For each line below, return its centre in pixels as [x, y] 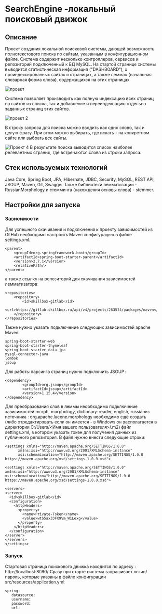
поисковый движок [46, 19]
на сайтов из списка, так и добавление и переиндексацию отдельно [75, 104]
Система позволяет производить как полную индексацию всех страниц [80, 98]
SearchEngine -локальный [61, 9]
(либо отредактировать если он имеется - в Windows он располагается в [81, 422]
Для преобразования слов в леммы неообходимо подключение [71, 406]
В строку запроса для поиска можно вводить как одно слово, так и [75, 128]
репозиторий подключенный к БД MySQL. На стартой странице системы [81, 64]
